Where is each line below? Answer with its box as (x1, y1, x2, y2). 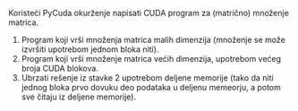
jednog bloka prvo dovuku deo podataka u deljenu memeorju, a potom (21, 82, 281, 92)
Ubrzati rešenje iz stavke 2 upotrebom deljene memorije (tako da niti (21, 73, 274, 83)
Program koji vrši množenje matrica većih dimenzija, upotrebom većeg (21, 54, 282, 64)
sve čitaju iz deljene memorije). (21, 91, 136, 102)
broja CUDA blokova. (21, 63, 99, 73)
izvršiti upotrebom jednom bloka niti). (21, 44, 159, 55)
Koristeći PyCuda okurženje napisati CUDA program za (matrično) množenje (8, 8, 290, 18)
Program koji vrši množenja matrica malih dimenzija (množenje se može (21, 35, 285, 45)
